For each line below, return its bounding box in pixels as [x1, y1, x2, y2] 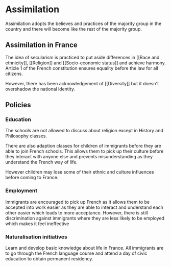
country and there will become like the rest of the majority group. [5, 26, 142, 32]
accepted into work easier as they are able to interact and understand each [5, 204, 163, 210]
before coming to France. [5, 175, 59, 181]
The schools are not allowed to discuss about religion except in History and [5, 128, 163, 134]
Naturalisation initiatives [5, 233, 67, 240]
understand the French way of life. [5, 159, 78, 165]
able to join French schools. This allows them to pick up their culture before [5, 148, 164, 154]
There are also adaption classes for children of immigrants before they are [5, 143, 162, 149]
